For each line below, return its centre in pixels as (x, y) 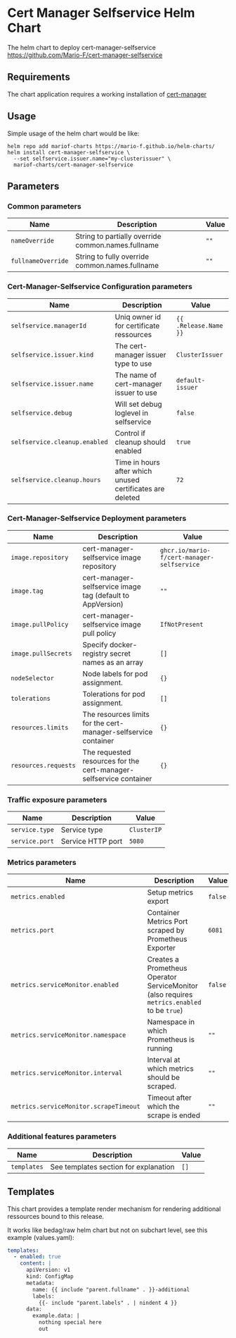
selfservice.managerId (48, 325)
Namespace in (171, 1022)
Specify (95, 644)
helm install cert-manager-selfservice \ (69, 152)
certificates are (140, 489)
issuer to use (136, 393)
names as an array (113, 662)
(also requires (170, 995)
